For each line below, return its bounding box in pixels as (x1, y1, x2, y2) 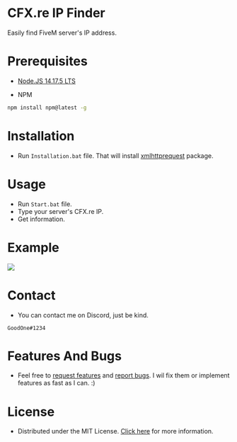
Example (7, 239, 59, 256)
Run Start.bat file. (17, 200, 72, 208)
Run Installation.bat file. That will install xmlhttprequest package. (17, 151, 214, 160)
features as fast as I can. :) (17, 379, 96, 387)
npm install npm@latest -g (7, 104, 87, 111)
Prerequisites (7, 53, 88, 69)
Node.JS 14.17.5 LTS (17, 76, 76, 85)
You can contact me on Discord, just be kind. (17, 310, 149, 319)
